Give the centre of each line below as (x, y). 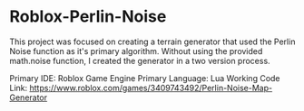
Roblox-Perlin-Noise (88, 17)
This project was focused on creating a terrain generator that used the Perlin (152, 42)
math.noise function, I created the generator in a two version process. (140, 60)
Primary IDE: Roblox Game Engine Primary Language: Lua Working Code (145, 78)
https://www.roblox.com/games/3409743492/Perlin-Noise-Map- (151, 88)
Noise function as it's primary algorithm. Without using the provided (136, 51)
